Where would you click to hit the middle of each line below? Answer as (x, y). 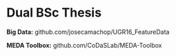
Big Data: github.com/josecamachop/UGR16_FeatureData (88, 32)
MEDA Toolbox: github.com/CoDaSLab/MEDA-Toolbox (85, 45)
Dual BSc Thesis (54, 13)
